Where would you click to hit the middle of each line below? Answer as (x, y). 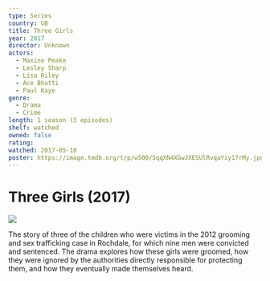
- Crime (29, 113)
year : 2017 (27, 38)
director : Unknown (39, 46)
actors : (21, 53)
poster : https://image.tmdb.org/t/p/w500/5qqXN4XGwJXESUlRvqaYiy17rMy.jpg (136, 157)
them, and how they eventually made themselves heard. (101, 269)
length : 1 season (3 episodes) (61, 120)
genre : (19, 98)
